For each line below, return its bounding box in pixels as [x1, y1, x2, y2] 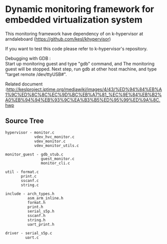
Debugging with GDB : [5, 55, 51, 61]
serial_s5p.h [27, 208, 55, 213]
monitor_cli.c [40, 160, 70, 165]
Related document [5, 81, 43, 87]
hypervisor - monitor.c [5, 130, 55, 135]
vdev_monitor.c [34, 138, 66, 143]
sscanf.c [20, 178, 39, 183]
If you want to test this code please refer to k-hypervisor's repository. [5, 45, 148, 51]
